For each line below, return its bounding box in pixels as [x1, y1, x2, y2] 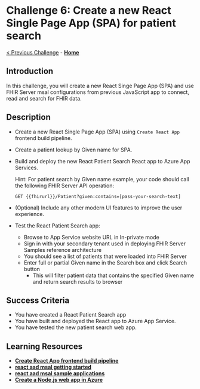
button [23, 265, 41, 272]
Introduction [6, 66, 54, 77]
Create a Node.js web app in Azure [14, 376, 103, 384]
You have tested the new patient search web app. [14, 324, 137, 331]
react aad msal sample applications [14, 370, 105, 377]
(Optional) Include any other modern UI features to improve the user [14, 204, 183, 211]
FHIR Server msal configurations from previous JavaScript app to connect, [6, 88, 190, 96]
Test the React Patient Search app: [14, 222, 100, 229]
